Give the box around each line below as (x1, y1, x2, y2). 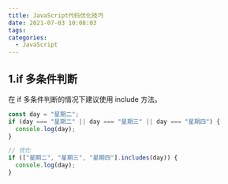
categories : (8, 33, 47, 42)
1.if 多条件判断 (8, 72, 78, 85)
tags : (8, 26, 26, 34)
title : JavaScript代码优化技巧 (8, 11, 104, 20)
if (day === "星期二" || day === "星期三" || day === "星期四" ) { (8, 118, 221, 126)
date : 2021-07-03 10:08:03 (8, 19, 97, 27)
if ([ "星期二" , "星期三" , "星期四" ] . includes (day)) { (8, 154, 178, 162)
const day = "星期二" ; (8, 110, 80, 118)
